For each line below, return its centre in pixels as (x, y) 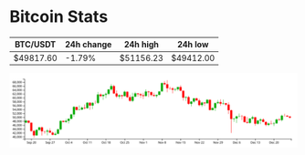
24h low (193, 45)
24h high (142, 45)
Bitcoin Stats (59, 17)
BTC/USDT (36, 45)
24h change (89, 45)
